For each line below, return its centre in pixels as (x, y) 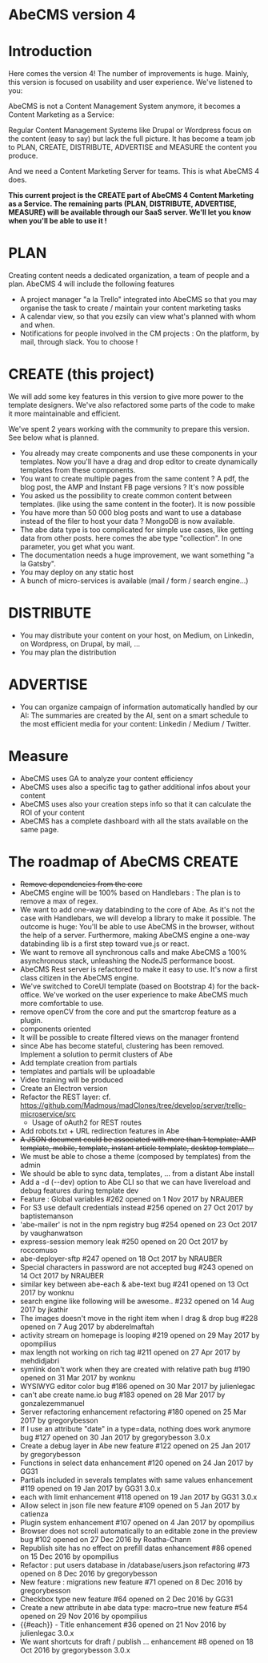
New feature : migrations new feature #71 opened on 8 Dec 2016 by (131, 1582)
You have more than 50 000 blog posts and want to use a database (130, 513)
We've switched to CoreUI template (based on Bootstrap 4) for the (129, 986)
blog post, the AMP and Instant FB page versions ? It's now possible (132, 487)
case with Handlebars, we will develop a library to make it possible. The (138, 918)
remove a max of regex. (59, 901)
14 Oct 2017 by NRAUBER (62, 1275)
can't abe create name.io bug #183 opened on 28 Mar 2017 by (122, 1395)
